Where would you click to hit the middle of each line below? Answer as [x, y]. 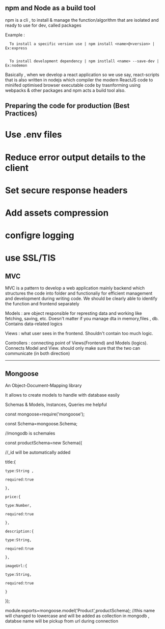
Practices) [21, 114]
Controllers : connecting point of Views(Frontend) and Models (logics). [77, 343]
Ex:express [16, 48]
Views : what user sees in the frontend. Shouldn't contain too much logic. [79, 333]
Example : [15, 35]
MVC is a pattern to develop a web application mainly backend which [75, 288]
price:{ [13, 497]
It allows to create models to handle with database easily [62, 395]
